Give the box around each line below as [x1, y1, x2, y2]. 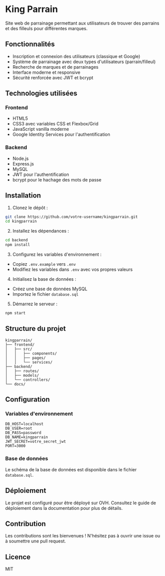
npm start [5, 311, 26, 316]
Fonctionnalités [5, 40, 55, 49]
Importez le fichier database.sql [12, 291, 79, 297]
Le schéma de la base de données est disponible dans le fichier [5, 466, 137, 472]
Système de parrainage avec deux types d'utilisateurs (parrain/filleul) [12, 59, 156, 65]
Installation [5, 191, 41, 200]
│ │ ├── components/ [5, 351, 57, 356]
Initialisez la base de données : [12, 276, 76, 282]
